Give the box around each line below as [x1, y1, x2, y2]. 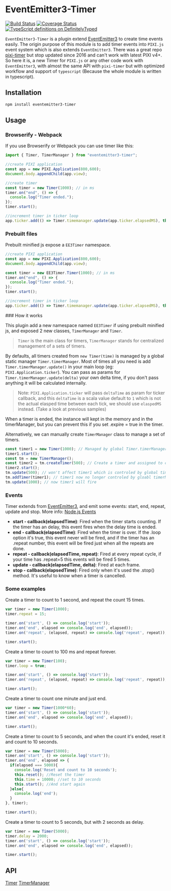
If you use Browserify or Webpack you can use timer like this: [5, 143, 134, 149]
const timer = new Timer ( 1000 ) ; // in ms [5, 185, 95, 191]
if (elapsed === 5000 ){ [10, 763, 58, 768]
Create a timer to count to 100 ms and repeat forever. [5, 649, 117, 655]
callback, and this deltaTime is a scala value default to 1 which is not [17, 395, 161, 401]
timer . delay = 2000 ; [5, 833, 49, 839]
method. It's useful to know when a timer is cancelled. [12, 573, 126, 579]
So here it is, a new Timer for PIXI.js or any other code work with [5, 57, 144, 63]
